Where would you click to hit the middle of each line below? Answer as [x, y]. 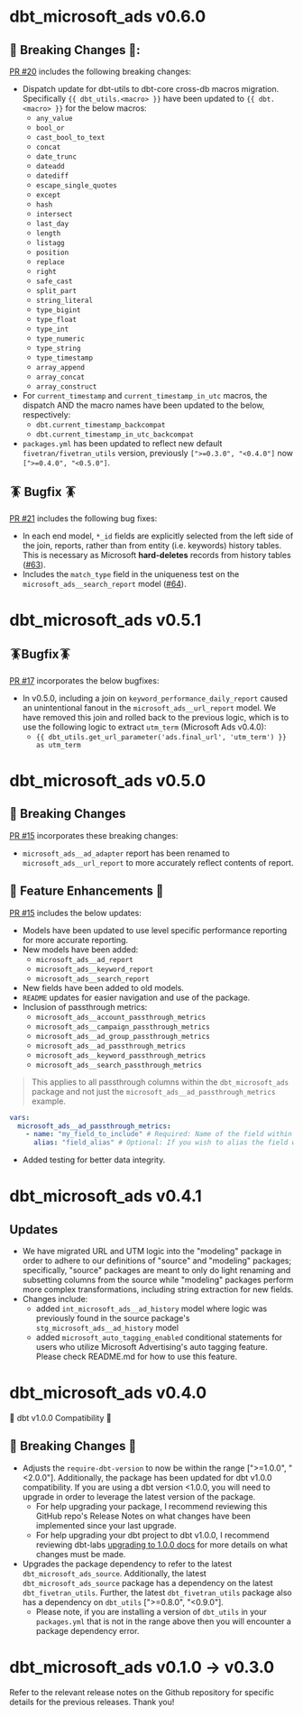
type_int [52, 329]
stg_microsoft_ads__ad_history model [107, 1328]
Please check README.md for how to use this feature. [137, 1357]
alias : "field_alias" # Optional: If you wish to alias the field [161, 1142]
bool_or [50, 128]
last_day [52, 224]
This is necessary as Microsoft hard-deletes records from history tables [156, 555]
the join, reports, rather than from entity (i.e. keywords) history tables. [152, 545]
